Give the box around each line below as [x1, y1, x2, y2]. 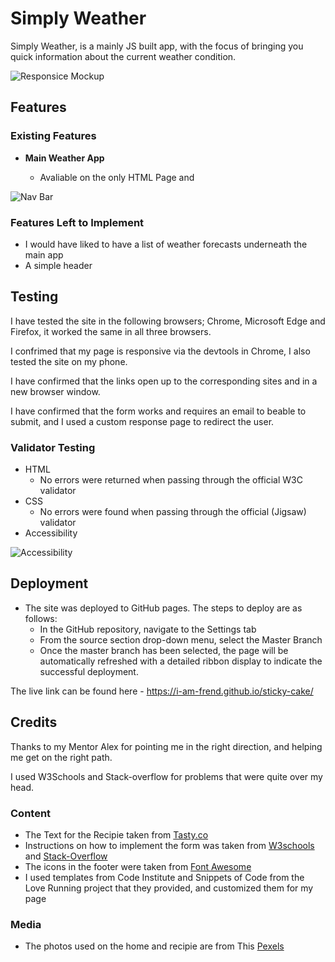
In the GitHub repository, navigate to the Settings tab [39, 623, 257, 635]
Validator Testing [10, 440, 96, 454]
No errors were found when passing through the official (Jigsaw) [39, 506, 307, 518]
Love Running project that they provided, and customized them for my [24, 882, 314, 894]
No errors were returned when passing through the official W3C [39, 474, 303, 486]
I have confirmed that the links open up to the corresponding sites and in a [10, 375, 318, 387]
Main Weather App [24, 152, 105, 164]
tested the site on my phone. [10, 355, 128, 367]
